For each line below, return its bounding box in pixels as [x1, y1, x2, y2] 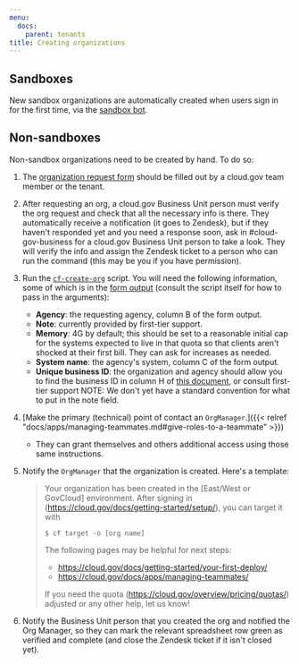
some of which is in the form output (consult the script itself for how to [21, 282, 283, 293]
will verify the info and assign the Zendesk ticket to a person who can [21, 245, 278, 256]
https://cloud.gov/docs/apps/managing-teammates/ [57, 571, 249, 582]
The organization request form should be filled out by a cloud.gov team [21, 171, 284, 182]
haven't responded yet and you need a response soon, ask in [21, 226, 247, 237]
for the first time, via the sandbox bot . [9, 105, 148, 115]
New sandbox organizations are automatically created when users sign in [9, 95, 279, 106]
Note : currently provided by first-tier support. [35, 319, 203, 329]
